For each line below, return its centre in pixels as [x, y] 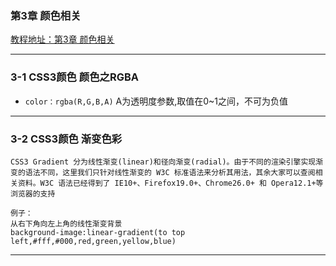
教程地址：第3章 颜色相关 [62, 39]
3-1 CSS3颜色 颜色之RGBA [74, 77]
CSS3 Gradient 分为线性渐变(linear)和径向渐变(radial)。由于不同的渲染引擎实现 [163, 162]
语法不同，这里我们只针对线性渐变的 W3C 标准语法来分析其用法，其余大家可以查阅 [170, 172]
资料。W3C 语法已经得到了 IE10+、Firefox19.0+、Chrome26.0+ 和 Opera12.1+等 [170, 183]
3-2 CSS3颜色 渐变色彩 [66, 139]
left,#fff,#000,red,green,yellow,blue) [93, 241]
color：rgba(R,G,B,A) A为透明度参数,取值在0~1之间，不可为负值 [156, 101]
